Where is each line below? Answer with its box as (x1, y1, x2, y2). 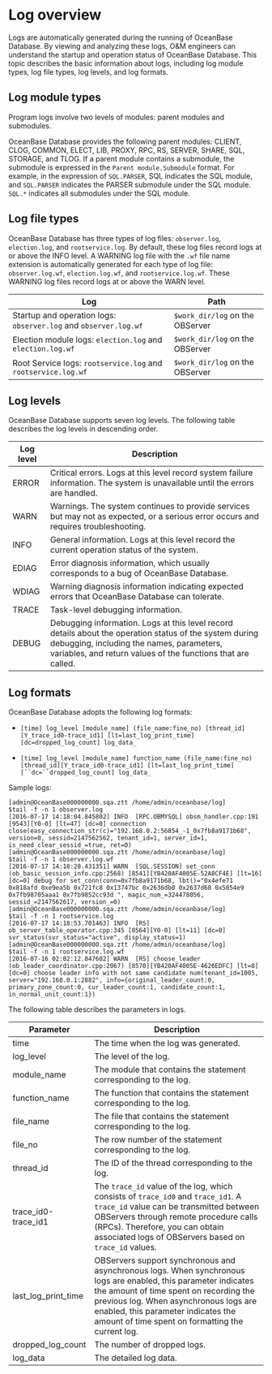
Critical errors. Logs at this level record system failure (49, 467, 253, 478)
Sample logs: (8, 783, 52, 793)
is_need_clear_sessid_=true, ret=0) (8, 841, 132, 849)
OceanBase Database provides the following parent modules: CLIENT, (8, 136, 242, 146)
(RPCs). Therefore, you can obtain (94, 1221, 224, 1233)
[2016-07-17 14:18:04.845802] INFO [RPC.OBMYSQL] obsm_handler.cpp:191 (8, 813, 259, 821)
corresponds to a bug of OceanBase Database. (49, 568, 229, 579)
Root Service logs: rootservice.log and (12, 357, 163, 369)
